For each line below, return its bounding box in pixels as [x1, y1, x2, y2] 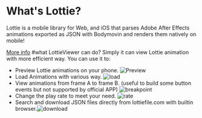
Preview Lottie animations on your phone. [15, 66, 119, 73]
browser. [15, 105, 37, 112]
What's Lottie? [6, 4, 82, 18]
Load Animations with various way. [15, 73, 102, 80]
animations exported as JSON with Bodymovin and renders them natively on [6, 30, 197, 37]
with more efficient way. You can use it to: [6, 55, 111, 62]
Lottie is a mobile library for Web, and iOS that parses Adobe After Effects [6, 24, 190, 31]
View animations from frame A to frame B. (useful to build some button [15, 79, 192, 87]
